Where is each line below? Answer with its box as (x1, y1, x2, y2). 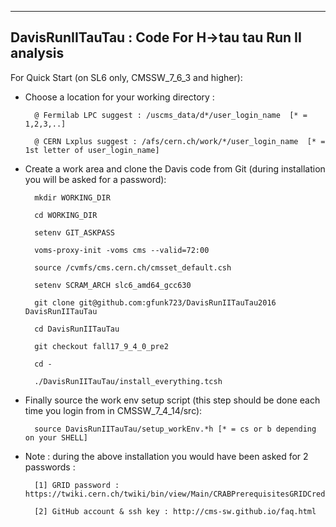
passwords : (24, 461, 76, 473)
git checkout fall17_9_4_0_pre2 (34, 341, 169, 351)
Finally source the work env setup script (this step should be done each (24, 394, 321, 406)
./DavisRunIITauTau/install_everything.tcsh (34, 376, 223, 386)
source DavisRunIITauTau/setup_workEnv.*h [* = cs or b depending (34, 424, 317, 434)
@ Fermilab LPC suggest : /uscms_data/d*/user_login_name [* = (34, 110, 308, 120)
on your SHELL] (24, 432, 89, 443)
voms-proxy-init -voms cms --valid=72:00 (34, 245, 210, 255)
